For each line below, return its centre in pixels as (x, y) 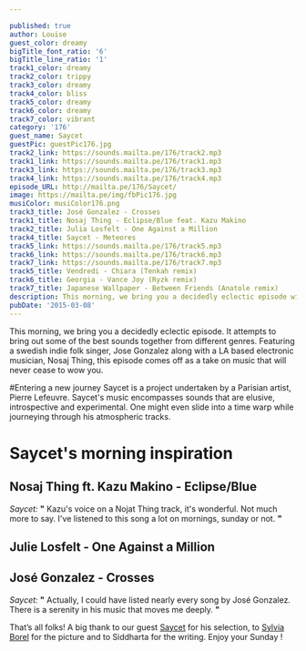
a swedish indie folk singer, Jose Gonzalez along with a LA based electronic (152, 351)
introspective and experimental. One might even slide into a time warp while (152, 407)
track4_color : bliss (49, 93)
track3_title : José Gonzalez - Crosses (85, 212)
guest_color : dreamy (49, 43)
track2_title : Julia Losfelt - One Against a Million (114, 229)
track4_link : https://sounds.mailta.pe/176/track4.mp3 (116, 178)
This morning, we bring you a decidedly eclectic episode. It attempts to (143, 331)
